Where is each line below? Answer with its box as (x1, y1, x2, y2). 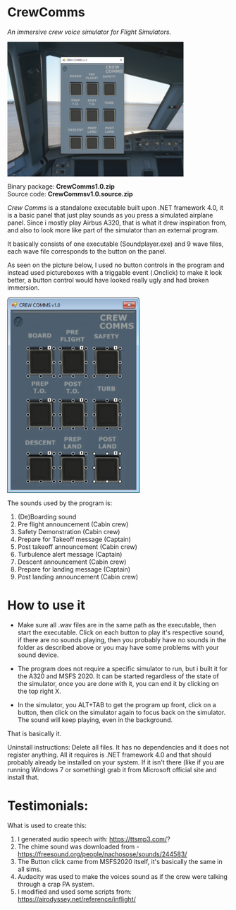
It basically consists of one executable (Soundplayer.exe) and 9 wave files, (7, 240, 224, 248)
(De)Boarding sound (17, 513, 77, 521)
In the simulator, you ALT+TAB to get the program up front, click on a (17, 701, 216, 709)
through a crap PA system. (17, 880, 95, 889)
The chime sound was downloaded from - (17, 842, 139, 851)
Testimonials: (7, 798, 89, 814)
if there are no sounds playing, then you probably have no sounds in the (17, 636, 227, 644)
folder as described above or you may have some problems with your (17, 644, 220, 652)
